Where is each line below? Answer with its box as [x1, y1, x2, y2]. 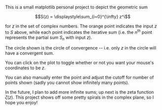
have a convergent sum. [5, 50, 54, 56]
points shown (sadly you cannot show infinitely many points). [5, 80, 130, 85]
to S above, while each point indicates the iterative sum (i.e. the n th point [5, 28, 153, 35]
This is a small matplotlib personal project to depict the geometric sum [5, 4, 148, 10]
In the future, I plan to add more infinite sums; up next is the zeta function [5, 89, 154, 95]
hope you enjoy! [5, 100, 38, 106]
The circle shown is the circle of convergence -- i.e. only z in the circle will [5, 45, 157, 51]
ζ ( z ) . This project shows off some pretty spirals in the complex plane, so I [5, 94, 154, 100]
